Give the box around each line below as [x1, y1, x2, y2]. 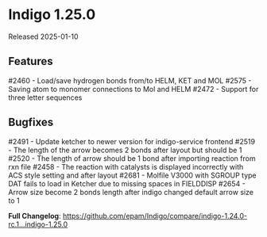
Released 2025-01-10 [8, 32, 79, 41]
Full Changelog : [8, 211, 61, 220]
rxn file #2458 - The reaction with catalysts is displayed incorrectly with [8, 162, 244, 171]
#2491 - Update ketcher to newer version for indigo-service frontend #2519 [8, 136, 256, 146]
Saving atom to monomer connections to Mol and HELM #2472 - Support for [8, 84, 259, 94]
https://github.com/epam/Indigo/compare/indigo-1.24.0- [62, 211, 248, 220]
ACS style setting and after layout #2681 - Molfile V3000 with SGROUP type [8, 170, 257, 180]
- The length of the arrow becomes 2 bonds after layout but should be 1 [8, 145, 242, 155]
